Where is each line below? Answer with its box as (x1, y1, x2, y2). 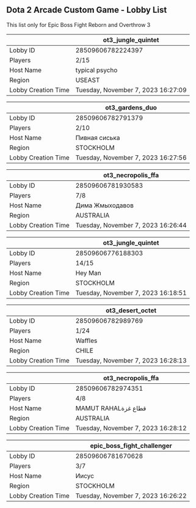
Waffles (75, 336, 98, 345)
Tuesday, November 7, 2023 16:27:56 (75, 153, 187, 161)
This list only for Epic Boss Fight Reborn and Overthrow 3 (6, 21, 151, 28)
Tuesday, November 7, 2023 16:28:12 (75, 424, 187, 432)
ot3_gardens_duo (105, 103, 158, 112)
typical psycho (75, 65, 118, 74)
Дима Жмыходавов (75, 201, 134, 210)
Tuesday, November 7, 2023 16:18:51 (75, 289, 187, 297)
